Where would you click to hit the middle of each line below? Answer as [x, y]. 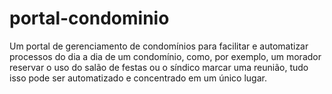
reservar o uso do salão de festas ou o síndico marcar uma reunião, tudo [159, 67]
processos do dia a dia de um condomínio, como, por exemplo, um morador [165, 56]
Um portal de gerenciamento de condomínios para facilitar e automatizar [159, 46]
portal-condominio [89, 18]
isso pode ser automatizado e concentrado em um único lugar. [138, 78]
